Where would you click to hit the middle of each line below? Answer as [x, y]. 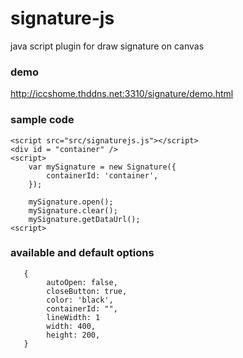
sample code [42, 120]
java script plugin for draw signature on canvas [107, 46]
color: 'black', [80, 300]
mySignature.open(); [71, 202]
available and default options [82, 253]
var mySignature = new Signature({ [102, 167]
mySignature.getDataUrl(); [84, 219]
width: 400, [71, 326]
